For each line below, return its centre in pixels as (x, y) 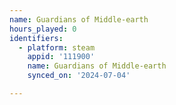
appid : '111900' (61, 57)
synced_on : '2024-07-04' (79, 76)
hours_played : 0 (43, 29)
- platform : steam (57, 47)
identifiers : (36, 38)
